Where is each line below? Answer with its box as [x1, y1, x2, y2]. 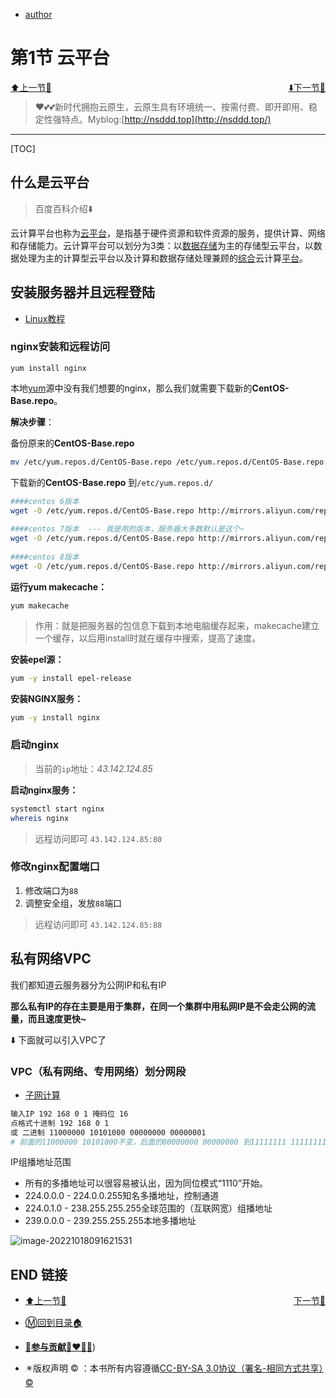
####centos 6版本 [10, 496, 80, 506]
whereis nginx [10, 813, 70, 823]
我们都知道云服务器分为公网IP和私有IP [10, 979, 167, 991]
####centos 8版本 [10, 552, 80, 562]
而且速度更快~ [27, 1012, 87, 1024]
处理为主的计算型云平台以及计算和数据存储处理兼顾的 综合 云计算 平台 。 [18, 252, 308, 264]
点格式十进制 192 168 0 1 [10, 1118, 110, 1128]
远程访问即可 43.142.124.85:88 [34, 918, 163, 930]
